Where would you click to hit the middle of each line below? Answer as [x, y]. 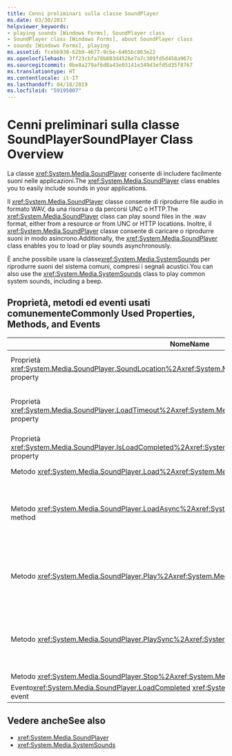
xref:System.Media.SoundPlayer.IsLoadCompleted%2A [100, 447]
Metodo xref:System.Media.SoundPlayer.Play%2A [92, 576]
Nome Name [190, 344]
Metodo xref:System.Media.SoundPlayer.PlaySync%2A [100, 639]
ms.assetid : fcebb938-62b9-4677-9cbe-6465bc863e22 [81, 53]
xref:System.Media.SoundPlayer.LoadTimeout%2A [93, 410]
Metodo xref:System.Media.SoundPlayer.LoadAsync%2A [103, 508]
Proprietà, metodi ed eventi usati [79, 303]
